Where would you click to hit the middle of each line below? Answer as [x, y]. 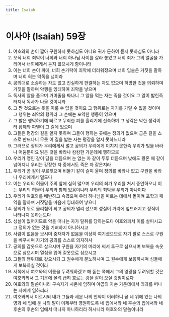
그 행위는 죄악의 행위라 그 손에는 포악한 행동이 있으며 [65, 114]
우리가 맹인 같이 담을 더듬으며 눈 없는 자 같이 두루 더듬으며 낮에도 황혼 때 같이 [89, 158]
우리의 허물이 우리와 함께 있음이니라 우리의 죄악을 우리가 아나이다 [82, 190]
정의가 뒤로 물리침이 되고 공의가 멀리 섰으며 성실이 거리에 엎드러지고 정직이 [86, 208]
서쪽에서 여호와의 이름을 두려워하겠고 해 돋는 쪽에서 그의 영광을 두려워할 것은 [88, 271]
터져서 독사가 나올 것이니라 [39, 102]
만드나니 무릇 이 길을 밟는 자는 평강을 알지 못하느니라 [74, 139]
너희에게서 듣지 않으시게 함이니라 [59, 64]
